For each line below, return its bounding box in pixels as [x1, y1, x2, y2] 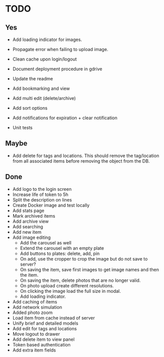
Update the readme [12, 76, 53, 81]
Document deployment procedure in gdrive [12, 66, 102, 72]
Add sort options [12, 105, 48, 111]
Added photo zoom [12, 309, 53, 316]
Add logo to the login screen [12, 186, 72, 192]
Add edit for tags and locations [12, 325, 77, 331]
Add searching [12, 223, 43, 230]
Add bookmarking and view [12, 85, 70, 91]
